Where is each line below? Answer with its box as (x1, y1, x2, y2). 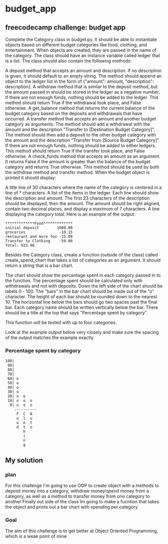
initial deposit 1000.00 (5, 225, 73, 230)
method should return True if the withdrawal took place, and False (5, 100, 141, 106)
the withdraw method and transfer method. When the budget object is (5, 169, 150, 175)
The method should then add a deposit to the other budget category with (5, 132, 156, 138)
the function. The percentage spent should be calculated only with (5, 278, 143, 284)
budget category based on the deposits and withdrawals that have (5, 110, 143, 116)
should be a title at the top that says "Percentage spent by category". (5, 310, 148, 315)
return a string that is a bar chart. (5, 262, 74, 268)
